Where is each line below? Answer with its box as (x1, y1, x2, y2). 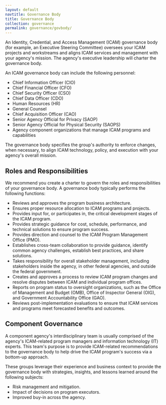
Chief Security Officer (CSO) (12, 90, 71, 96)
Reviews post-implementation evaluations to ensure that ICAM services (12, 300, 159, 306)
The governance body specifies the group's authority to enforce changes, (5, 142, 156, 148)
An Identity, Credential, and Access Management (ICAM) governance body (5, 39, 158, 45)
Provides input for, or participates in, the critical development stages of (12, 210, 158, 216)
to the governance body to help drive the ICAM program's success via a (5, 348, 152, 354)
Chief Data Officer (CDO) (12, 95, 63, 102)
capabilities (12, 132, 36, 138)
